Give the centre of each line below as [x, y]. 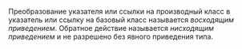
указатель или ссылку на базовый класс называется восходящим [121, 20]
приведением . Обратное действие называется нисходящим [111, 28]
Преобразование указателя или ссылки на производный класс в [119, 11]
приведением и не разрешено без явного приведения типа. [111, 36]
